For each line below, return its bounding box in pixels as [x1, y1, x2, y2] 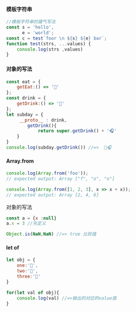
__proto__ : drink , [19, 117, 67, 123]
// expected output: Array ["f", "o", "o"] [6, 176, 115, 182]
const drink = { [6, 95, 46, 101]
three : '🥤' [17, 274, 41, 280]
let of [6, 244, 20, 251]
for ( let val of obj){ [6, 290, 60, 295]
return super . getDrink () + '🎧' [37, 128, 117, 134]
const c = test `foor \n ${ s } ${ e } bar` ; [6, 35, 108, 41]
